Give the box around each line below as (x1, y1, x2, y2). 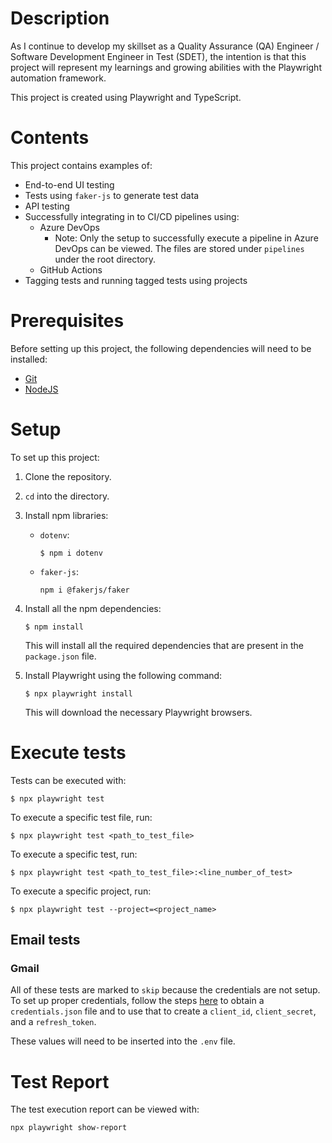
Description (10, 7, 110, 30)
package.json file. (24, 650, 97, 662)
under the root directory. (54, 253, 156, 265)
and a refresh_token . (10, 1016, 97, 1028)
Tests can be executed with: (10, 774, 127, 786)
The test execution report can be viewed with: (10, 1103, 200, 1116)
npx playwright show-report (10, 1123, 128, 1133)
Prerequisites (10, 310, 125, 332)
